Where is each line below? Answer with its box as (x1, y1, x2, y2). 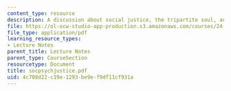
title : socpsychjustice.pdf (7, 67, 88, 74)
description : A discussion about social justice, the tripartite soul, (7, 16, 217, 23)
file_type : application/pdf (7, 29, 88, 36)
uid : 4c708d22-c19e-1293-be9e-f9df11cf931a (7, 73, 134, 81)
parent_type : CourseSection (7, 55, 88, 62)
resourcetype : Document (7, 61, 76, 68)
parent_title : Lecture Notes (7, 49, 91, 55)
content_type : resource (7, 10, 76, 17)
